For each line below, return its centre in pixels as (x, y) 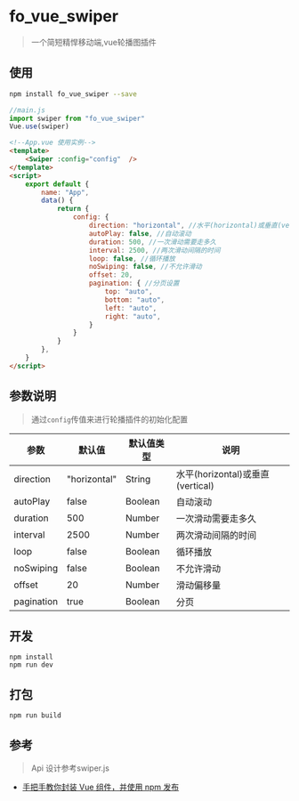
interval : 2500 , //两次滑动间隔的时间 (154, 250)
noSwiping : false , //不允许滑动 (145, 267)
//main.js (28, 110)
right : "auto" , (133, 316)
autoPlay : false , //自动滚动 (140, 233)
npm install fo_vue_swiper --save (73, 94)
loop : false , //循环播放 (132, 259)
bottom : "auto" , (135, 300)
